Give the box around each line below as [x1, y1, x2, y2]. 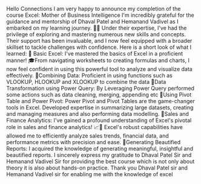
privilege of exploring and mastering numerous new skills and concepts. [6, 31, 186, 38]
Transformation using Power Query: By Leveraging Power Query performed [6, 84, 195, 92]
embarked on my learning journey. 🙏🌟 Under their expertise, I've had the [6, 24, 187, 31]
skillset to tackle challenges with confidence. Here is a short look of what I [6, 43, 192, 51]
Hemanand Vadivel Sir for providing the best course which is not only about [6, 158, 195, 165]
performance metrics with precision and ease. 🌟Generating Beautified [6, 139, 181, 145]
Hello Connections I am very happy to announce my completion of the [6, 5, 181, 12]
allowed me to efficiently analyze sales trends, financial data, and [6, 132, 170, 139]
